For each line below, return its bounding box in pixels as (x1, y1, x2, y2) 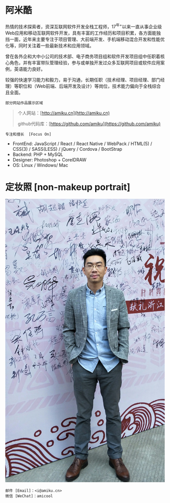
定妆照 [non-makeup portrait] (5, 181, 131, 193)
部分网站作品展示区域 (5, 100, 43, 105)
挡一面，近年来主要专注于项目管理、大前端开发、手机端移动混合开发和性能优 (5, 36, 165, 42)
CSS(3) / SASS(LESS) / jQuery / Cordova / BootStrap (12, 146, 122, 152)
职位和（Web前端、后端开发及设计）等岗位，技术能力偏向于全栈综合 (18, 83, 161, 89)
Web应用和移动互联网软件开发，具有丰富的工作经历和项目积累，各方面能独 (5, 30, 161, 36)
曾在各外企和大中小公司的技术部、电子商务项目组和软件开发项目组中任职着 (5, 53, 160, 59)
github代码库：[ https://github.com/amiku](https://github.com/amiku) (17, 120, 161, 127)
